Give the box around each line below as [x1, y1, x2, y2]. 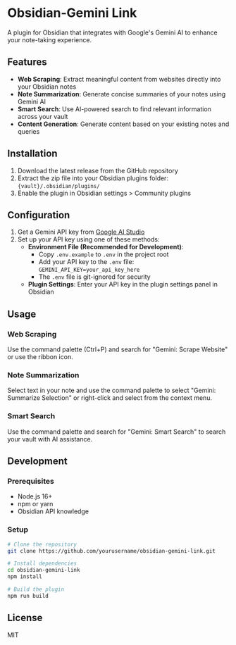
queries [17, 127, 40, 135]
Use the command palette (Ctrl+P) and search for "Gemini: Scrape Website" [7, 345, 228, 353]
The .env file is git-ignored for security [38, 273, 151, 281]
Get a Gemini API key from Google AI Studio [17, 227, 145, 237]
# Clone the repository [7, 541, 77, 548]
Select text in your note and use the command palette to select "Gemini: [7, 386, 216, 395]
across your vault [17, 112, 68, 120]
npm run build [7, 592, 49, 599]
